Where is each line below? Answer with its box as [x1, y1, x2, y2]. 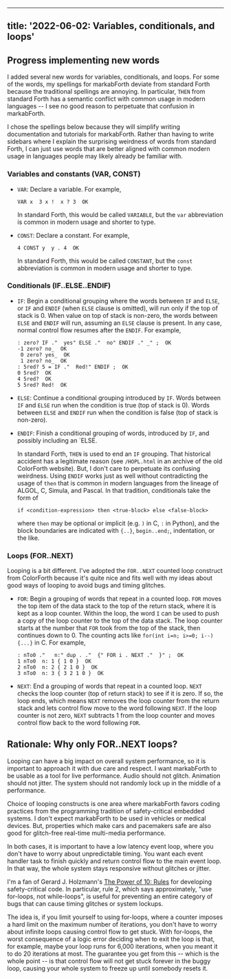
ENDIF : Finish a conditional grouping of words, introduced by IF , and [16, 429, 210, 437]
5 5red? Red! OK [16, 381, 67, 388]
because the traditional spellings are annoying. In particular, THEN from [7, 88, 206, 96]
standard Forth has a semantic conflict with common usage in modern [7, 94, 206, 103]
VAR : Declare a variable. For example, [16, 185, 122, 193]
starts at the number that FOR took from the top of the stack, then [16, 624, 201, 632]
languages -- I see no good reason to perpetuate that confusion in [7, 102, 195, 110]
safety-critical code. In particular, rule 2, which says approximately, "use [7, 885, 212, 893]
